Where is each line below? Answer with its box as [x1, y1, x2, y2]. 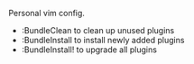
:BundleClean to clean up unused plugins [21, 25, 175, 35]
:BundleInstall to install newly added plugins [21, 35, 185, 45]
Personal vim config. [8, 8, 85, 18]
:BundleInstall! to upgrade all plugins [21, 44, 157, 55]
